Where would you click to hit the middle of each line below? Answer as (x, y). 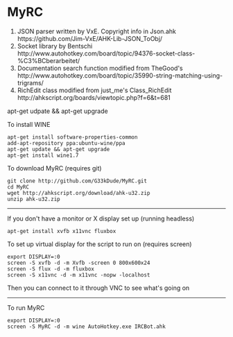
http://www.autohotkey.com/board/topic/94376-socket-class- (106, 53)
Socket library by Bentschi (55, 46)
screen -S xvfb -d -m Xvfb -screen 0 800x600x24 (79, 263)
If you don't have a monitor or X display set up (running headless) (101, 218)
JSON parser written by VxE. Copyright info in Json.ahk (97, 31)
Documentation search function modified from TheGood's (100, 68)
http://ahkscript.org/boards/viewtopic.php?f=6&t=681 (94, 97)
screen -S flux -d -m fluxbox (51, 269)
